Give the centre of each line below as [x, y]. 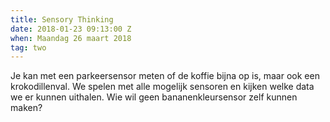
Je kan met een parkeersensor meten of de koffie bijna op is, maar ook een [165, 76]
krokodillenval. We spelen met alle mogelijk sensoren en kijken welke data [162, 87]
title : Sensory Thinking [62, 19]
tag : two [28, 47]
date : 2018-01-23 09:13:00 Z [71, 29]
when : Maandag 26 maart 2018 [71, 38]
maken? [26, 108]
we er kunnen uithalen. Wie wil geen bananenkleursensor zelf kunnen [154, 97]
